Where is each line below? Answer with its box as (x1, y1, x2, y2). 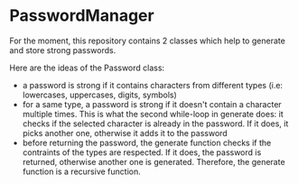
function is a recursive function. (22, 166, 142, 177)
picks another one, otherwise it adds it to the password (22, 127, 228, 138)
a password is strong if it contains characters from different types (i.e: (22, 79, 283, 90)
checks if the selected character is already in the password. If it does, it (22, 118, 289, 129)
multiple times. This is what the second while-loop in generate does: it (22, 108, 284, 119)
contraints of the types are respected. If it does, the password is (22, 146, 262, 158)
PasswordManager (9, 5, 155, 26)
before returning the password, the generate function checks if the (22, 137, 272, 148)
